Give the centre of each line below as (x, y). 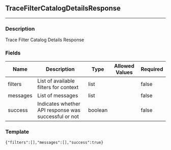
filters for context (58, 87)
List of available (56, 81)
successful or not (58, 116)
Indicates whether (59, 104)
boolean (98, 110)
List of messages (58, 96)
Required (152, 69)
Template (17, 132)
